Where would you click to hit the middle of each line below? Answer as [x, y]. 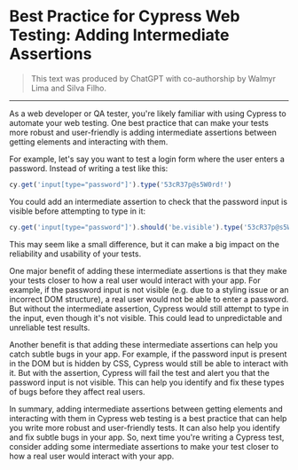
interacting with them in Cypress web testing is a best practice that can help [148, 418]
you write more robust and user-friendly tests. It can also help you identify [145, 427]
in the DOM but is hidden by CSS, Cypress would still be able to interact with [149, 363]
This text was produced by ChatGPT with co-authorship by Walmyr [153, 78]
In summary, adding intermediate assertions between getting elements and [146, 409]
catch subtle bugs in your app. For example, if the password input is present [148, 354]
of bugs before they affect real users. [77, 391]
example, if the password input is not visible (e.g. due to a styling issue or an [149, 289]
